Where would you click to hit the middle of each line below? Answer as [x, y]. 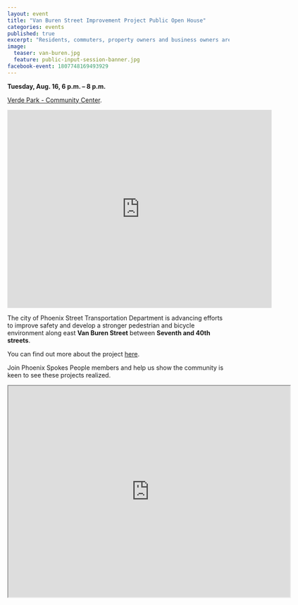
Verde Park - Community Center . [55, 100]
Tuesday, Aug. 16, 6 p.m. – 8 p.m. [57, 86]
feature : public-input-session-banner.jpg [77, 60]
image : [17, 46]
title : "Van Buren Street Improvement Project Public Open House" [107, 20]
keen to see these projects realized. [59, 375]
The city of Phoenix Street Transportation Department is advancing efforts [115, 318]
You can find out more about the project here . [73, 354]
